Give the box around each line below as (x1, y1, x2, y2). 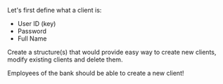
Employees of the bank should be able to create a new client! (7, 69, 184, 77)
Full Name (17, 34, 47, 43)
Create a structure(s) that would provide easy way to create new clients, (7, 48, 217, 56)
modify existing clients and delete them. (7, 55, 123, 64)
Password (17, 27, 47, 35)
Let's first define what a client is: (7, 6, 102, 14)
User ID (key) (17, 20, 56, 27)
